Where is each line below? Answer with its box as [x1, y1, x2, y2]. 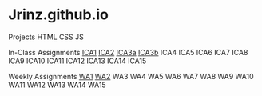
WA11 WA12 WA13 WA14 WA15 [8, 80, 106, 90]
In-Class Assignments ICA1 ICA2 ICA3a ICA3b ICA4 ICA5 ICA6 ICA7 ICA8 [8, 47, 248, 57]
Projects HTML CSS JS [8, 32, 84, 42]
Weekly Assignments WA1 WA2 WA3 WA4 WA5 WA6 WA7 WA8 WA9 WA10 [8, 71, 254, 81]
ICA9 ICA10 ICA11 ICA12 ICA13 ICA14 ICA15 [8, 56, 147, 66]
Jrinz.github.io [8, 6, 109, 24]
